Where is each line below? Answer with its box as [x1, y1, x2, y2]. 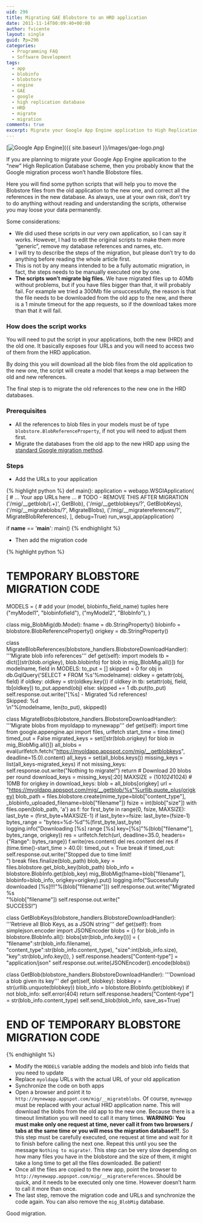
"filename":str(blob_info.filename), [6, 940, 92, 947]
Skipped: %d [6, 697, 39, 704]
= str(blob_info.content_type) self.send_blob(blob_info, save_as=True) [6, 996, 181, 1004]
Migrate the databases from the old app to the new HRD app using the [14, 440, 190, 447]
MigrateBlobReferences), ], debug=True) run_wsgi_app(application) [6, 513, 174, 520]
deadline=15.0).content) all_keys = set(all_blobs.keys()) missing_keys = [6, 753, 183, 761]
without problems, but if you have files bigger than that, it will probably [14, 281, 192, 288]
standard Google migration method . [14, 446, 104, 454]
